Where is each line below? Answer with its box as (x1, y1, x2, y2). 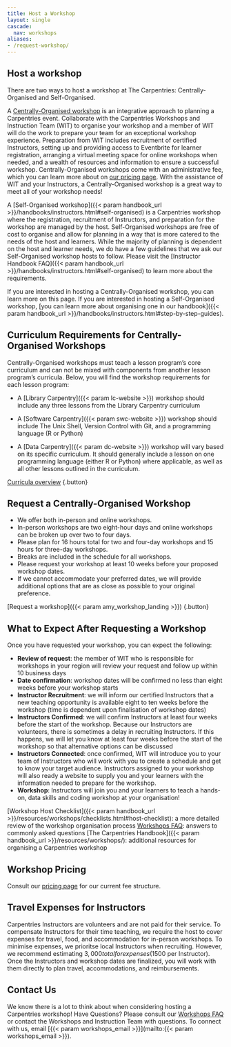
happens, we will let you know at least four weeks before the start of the (17, 735, 223, 744)
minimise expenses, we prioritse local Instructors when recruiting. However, (7, 942, 223, 950)
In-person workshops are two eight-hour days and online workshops (17, 523, 213, 532)
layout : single (7, 17, 51, 23)
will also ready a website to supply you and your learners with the (17, 772, 203, 780)
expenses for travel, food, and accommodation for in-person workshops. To (7, 935, 223, 943)
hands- (199, 786, 221, 795)
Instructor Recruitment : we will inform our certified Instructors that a (17, 691, 214, 699)
